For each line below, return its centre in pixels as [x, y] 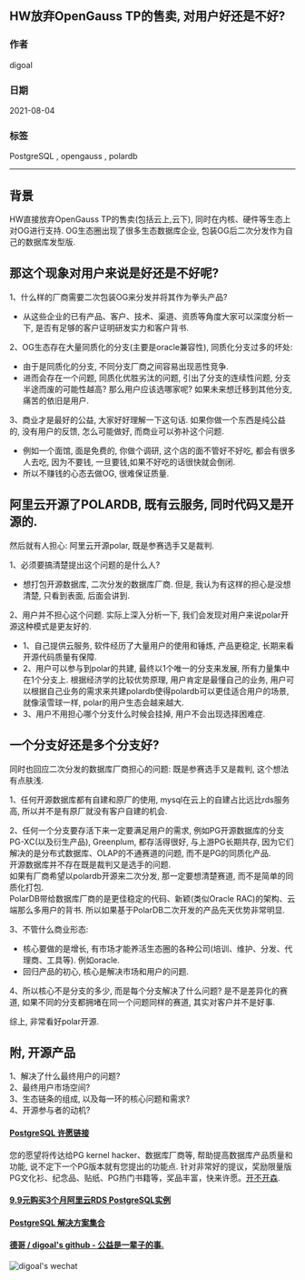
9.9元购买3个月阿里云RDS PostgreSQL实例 [90, 1200]
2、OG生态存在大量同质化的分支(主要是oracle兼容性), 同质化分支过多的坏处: [151, 347]
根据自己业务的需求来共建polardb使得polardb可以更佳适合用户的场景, [160, 690]
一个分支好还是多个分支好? [84, 746]
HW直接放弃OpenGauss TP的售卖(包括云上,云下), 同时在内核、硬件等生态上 [150, 219]
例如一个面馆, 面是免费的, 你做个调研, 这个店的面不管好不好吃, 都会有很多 [159, 450]
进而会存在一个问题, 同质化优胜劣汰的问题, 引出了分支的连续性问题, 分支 [157, 378]
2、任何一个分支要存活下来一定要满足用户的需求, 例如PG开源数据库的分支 [147, 830]
